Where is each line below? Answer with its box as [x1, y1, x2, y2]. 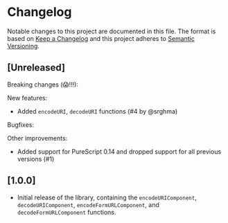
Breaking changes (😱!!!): [7, 80, 78, 89]
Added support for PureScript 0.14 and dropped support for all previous [17, 147, 222, 156]
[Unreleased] [7, 62, 66, 73]
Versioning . [7, 42, 40, 50]
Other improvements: [7, 134, 68, 142]
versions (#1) [17, 154, 55, 163]
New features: [7, 93, 48, 102]
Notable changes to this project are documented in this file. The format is [7, 27, 216, 35]
